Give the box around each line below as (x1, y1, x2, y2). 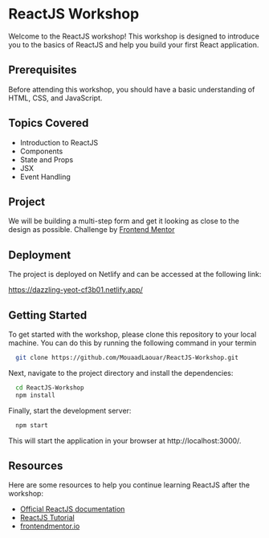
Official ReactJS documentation (19, 504, 125, 514)
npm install (15, 391, 56, 399)
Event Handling (19, 172, 71, 181)
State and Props (19, 154, 74, 165)
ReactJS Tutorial (19, 513, 75, 523)
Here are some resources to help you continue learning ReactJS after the (8, 480, 251, 490)
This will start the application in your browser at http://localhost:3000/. (8, 435, 242, 446)
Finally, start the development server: (8, 406, 132, 415)
